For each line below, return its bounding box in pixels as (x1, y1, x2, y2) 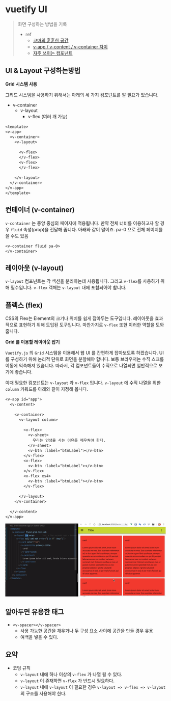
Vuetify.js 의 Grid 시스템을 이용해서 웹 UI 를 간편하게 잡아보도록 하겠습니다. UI (5, 350, 164, 356)
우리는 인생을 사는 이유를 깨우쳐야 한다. (32, 438, 106, 443)
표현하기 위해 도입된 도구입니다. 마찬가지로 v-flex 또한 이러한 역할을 (18, 322, 155, 328)
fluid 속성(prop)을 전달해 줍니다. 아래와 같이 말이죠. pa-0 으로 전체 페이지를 (10, 226, 163, 232)
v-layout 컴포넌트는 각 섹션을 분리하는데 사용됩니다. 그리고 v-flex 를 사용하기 (5, 278, 159, 284)
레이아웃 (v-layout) (5, 263, 64, 272)
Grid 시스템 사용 (5, 80, 37, 87)
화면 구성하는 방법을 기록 (17, 21, 67, 27)
